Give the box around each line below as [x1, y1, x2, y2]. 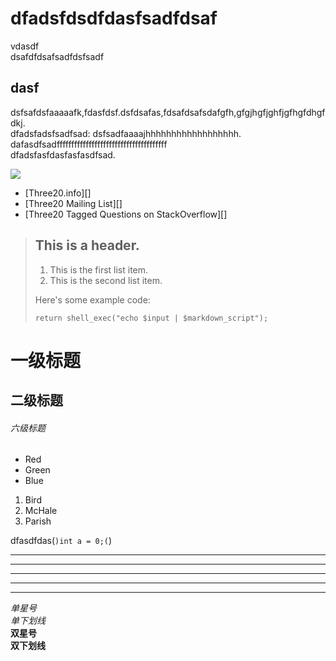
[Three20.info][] [24, 187, 92, 199]
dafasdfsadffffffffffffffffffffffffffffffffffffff [10, 138, 168, 150]
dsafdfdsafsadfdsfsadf [10, 50, 105, 62]
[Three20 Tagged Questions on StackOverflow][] [24, 208, 228, 220]
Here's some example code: [34, 293, 151, 306]
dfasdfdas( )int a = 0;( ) [10, 535, 113, 547]
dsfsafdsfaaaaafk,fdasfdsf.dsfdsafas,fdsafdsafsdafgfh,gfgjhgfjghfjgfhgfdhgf [10, 106, 326, 118]
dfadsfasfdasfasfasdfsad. [10, 148, 116, 161]
